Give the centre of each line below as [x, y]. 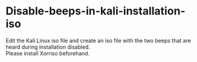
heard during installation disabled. [48, 47]
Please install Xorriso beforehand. [48, 53]
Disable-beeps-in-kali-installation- [95, 11]
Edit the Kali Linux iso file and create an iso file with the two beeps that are [98, 40]
